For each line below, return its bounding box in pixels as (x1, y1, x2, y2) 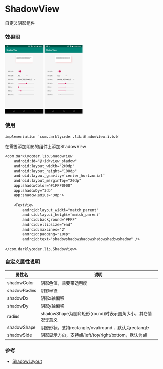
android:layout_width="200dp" (14, 163, 75, 169)
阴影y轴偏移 (40, 303, 65, 309)
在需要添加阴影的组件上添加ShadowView (5, 143, 86, 149)
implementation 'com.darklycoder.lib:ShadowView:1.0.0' (5, 134, 120, 139)
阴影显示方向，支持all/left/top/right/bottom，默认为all (40, 332, 147, 338)
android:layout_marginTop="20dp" (14, 178, 81, 183)
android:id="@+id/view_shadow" (14, 158, 77, 164)
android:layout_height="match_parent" (22, 212, 101, 217)
